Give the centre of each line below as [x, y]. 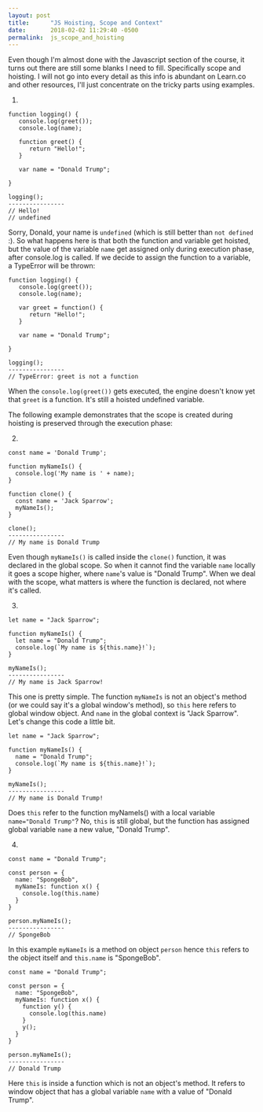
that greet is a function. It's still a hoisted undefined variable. [106, 400]
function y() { [47, 1007]
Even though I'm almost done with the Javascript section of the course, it [126, 60]
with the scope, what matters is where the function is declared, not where [127, 582]
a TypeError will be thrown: [52, 266]
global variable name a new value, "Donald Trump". [89, 829]
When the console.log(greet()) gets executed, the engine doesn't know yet [131, 391]
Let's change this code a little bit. [62, 722]
